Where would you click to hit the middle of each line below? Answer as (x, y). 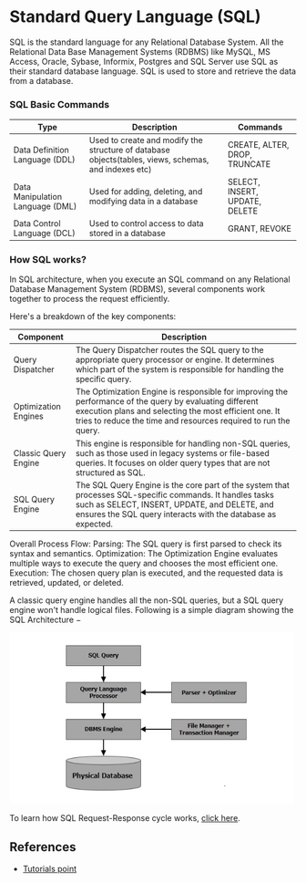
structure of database (130, 150)
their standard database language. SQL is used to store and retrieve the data (153, 71)
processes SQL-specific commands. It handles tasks (175, 494)
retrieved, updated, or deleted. (67, 583)
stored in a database (127, 234)
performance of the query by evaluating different (167, 401)
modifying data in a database (144, 202)
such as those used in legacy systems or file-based (173, 452)
